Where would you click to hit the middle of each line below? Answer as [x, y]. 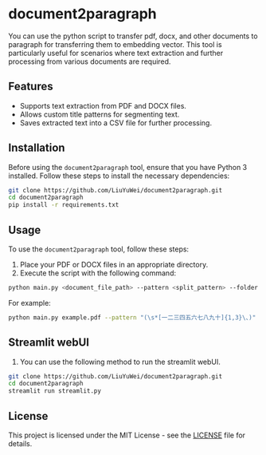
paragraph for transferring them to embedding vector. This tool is [115, 44]
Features [31, 87]
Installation [37, 148]
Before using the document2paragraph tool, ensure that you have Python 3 [128, 167]
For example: [30, 303]
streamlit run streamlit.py [55, 391]
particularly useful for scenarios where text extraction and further [116, 53]
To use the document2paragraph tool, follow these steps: [99, 249]
